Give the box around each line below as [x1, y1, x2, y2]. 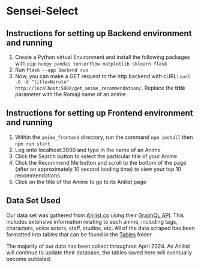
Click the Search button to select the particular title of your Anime [14, 152, 178, 160]
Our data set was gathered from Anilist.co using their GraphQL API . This [6, 212, 184, 219]
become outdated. [6, 255, 52, 262]
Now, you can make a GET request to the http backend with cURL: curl [14, 73, 191, 79]
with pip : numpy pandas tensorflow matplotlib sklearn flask [14, 60, 167, 67]
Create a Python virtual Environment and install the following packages [14, 54, 190, 61]
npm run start [14, 141, 50, 147]
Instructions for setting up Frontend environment [6, 108, 193, 118]
